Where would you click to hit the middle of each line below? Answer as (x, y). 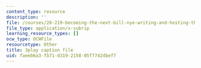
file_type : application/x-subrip (48, 28)
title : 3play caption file (40, 50)
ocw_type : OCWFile (29, 39)
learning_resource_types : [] (42, 34)
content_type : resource (36, 12)
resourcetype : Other (32, 45)
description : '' (26, 17)
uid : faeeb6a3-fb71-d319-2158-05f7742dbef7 (61, 56)
